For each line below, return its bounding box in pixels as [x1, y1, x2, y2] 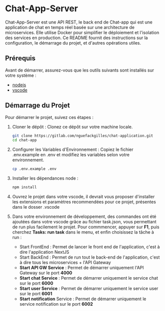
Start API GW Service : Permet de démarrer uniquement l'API [19, 265, 144, 271]
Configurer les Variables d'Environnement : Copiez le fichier [12, 146, 134, 152]
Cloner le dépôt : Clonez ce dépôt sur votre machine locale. [12, 123, 133, 130]
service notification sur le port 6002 [19, 301, 93, 307]
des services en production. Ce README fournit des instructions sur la [5, 35, 148, 41]
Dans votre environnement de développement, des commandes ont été [12, 214, 157, 219]
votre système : [5, 72, 37, 78]
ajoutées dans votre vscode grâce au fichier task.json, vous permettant [12, 219, 157, 225]
